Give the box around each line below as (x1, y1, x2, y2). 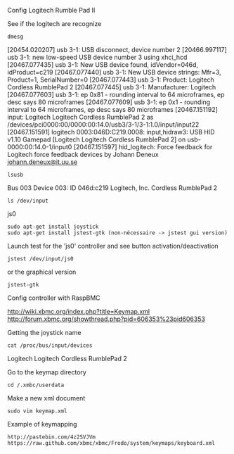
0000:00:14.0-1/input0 (7, 143, 72, 151)
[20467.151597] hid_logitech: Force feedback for (73, 143, 213, 151)
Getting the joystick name (7, 329, 82, 336)
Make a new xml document (7, 394, 86, 402)
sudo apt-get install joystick (7, 223, 99, 230)
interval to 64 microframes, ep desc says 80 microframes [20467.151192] (7, 106, 218, 113)
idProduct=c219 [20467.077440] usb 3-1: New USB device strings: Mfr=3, (7, 68, 221, 76)
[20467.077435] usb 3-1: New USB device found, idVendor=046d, (7, 61, 199, 69)
